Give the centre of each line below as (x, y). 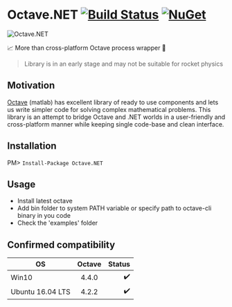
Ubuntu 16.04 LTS (41, 292)
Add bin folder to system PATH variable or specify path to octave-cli (114, 208)
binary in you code (44, 216)
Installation (32, 146)
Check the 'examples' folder (57, 223)
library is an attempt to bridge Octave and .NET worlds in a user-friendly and (116, 117)
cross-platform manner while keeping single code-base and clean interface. (116, 124)
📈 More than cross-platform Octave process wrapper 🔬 (87, 48)
